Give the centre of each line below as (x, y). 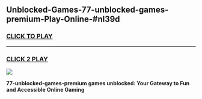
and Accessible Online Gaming (45, 89)
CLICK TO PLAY (29, 37)
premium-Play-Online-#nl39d (63, 19)
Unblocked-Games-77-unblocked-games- (87, 10)
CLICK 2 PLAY (27, 59)
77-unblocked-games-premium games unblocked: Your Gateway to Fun (98, 83)
